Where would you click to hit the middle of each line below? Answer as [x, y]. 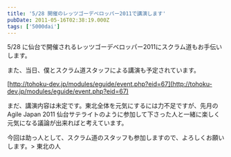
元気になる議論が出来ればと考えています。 [67, 123]
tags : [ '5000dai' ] [34, 26]
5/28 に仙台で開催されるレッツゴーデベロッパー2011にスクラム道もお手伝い [115, 47]
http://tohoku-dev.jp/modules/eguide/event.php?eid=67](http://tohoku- [111, 84]
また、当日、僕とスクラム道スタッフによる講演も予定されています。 [104, 71]
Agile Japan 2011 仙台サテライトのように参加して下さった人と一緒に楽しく [114, 114]
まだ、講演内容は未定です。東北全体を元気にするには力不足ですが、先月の [113, 106]
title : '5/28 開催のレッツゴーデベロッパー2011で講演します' [86, 13]
